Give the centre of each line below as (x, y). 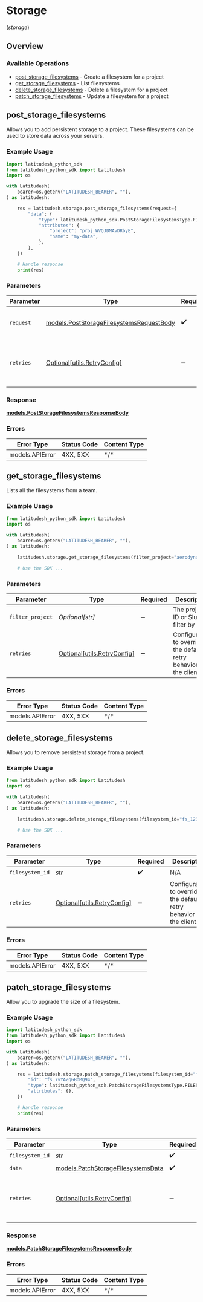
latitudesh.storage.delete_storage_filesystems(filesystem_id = (98, 819)
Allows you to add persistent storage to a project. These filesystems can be (100, 129)
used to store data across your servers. (55, 136)
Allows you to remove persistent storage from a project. (76, 752)
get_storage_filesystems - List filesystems (67, 83)
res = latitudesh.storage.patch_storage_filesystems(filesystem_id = (105, 1074)
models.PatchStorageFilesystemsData (109, 1168)
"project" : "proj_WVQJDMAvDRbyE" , (93, 231)
